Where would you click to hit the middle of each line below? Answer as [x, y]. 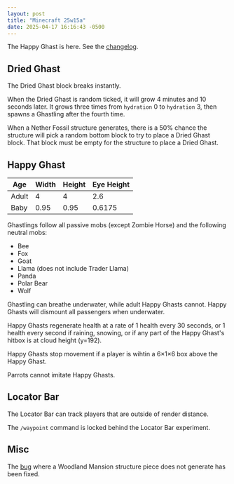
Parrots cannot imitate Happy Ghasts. [61, 375]
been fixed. [23, 473]
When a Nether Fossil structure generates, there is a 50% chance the [107, 128]
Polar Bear [33, 283]
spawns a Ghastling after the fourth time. [66, 114]
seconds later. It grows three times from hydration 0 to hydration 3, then [112, 107]
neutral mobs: [27, 233]
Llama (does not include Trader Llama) [73, 268]
